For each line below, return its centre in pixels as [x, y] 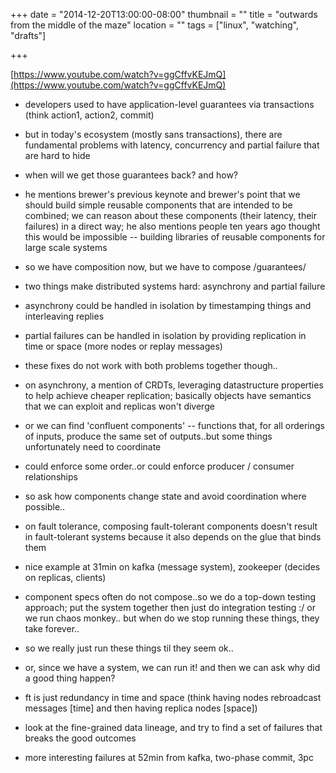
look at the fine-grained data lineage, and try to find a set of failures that [173, 727]
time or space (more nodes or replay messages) [123, 346]
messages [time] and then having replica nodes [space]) [141, 708]
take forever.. [52, 628]
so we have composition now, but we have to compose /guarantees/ [165, 267]
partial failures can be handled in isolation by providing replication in [165, 335]
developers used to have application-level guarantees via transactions [169, 104]
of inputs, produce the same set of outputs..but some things [148, 436]
